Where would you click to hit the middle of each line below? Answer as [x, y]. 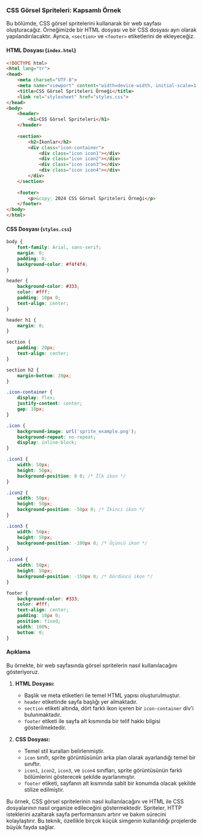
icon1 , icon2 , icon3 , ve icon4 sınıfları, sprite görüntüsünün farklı [103, 770]
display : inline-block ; [47, 442]
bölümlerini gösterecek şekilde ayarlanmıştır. [80, 776]
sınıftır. [32, 764]
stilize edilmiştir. [44, 789]
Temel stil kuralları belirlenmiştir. [64, 751]
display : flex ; [36, 398]
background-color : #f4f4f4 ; [52, 264]
